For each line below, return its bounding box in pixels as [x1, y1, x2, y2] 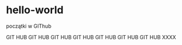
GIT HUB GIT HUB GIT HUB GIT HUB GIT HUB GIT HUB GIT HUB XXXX [6, 33, 176, 40]
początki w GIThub [6, 22, 51, 29]
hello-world [6, 3, 64, 17]
